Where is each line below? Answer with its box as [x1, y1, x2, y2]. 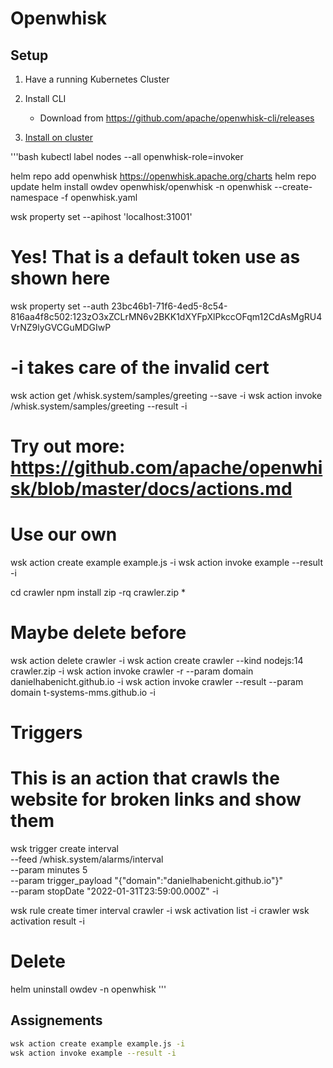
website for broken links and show [10, 788, 302, 811]
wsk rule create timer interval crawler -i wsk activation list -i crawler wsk [10, 905, 310, 917]
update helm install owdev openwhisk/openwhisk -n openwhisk [10, 181, 273, 192]
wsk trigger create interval [10, 843, 119, 855]
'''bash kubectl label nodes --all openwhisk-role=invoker [10, 151, 244, 162]
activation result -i [10, 915, 85, 927]
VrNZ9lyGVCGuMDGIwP [10, 321, 112, 333]
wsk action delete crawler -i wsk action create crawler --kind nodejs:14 [10, 654, 304, 666]
